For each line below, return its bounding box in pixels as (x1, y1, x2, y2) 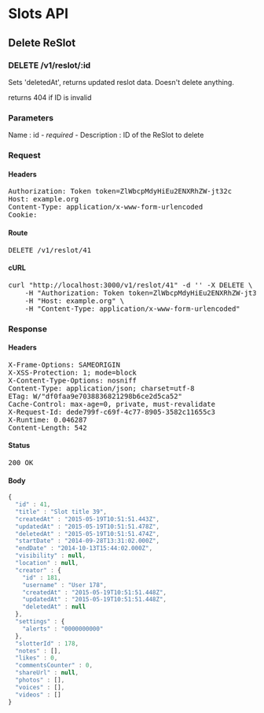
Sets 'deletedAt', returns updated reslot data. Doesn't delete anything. (8, 77, 234, 87)
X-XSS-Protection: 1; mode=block (8, 368, 137, 377)
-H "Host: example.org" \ (24, 296, 125, 305)
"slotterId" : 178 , (15, 639, 79, 648)
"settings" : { (15, 618, 65, 626)
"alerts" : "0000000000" (22, 625, 104, 633)
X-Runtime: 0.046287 (8, 415, 88, 424)
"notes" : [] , (15, 647, 61, 655)
